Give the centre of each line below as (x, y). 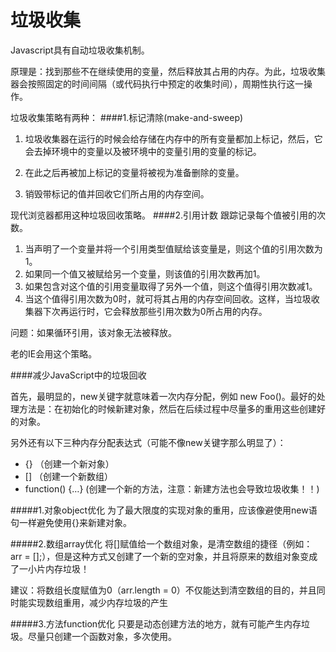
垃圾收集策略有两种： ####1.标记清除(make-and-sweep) (127, 117)
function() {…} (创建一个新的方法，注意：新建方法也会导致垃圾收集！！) (172, 488)
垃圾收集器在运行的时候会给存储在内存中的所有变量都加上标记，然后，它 (173, 138)
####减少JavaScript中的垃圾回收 (78, 375)
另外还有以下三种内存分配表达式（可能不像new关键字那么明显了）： (148, 442)
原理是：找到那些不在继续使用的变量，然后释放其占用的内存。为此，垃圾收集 (168, 71)
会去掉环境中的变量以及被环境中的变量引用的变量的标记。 (143, 151)
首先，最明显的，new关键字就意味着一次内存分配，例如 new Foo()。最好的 (163, 396)
